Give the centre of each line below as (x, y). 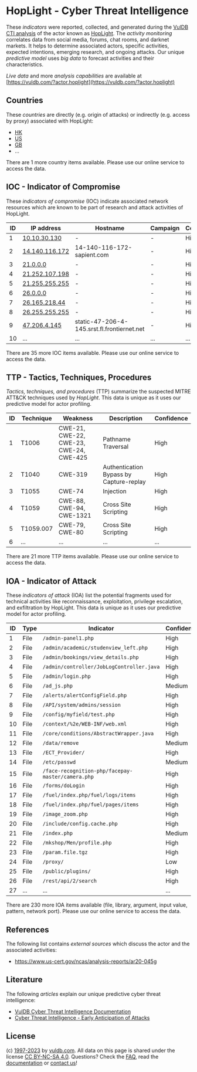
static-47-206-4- (101, 321)
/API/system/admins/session (82, 705)
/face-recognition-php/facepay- (88, 771)
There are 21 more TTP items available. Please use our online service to (92, 557)
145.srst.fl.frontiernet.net (110, 328)
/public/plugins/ (67, 871)
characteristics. (25, 64)
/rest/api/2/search (70, 881)
